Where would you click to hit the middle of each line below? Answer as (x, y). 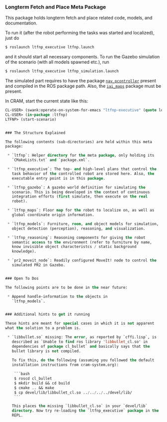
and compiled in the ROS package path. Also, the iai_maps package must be (83, 86)
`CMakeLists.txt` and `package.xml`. (51, 160)
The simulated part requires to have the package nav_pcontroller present (81, 81)
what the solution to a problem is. (43, 328)
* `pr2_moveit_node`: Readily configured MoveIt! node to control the (82, 260)
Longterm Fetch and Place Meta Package (56, 7)
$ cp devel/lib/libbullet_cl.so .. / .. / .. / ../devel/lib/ (73, 393)
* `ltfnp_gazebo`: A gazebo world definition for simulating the (76, 187)
